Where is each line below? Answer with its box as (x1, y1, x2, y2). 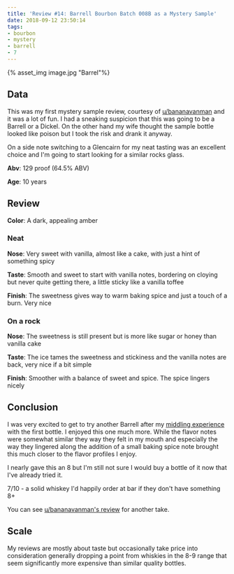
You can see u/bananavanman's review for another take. (7, 505, 170, 513)
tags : (7, 23, 23, 30)
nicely (7, 381, 25, 390)
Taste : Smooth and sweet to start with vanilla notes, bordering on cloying (7, 270, 218, 279)
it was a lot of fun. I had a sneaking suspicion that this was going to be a (7, 115, 215, 123)
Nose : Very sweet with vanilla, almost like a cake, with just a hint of (7, 249, 200, 258)
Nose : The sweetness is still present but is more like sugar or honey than (7, 332, 217, 341)
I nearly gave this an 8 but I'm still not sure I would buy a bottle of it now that (7, 463, 227, 471)
